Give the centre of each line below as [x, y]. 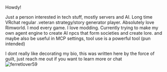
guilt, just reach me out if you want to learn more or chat [64, 59]
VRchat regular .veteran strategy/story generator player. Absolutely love [80, 22]
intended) [15, 44]
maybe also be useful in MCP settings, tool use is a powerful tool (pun [78, 38]
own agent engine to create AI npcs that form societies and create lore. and [84, 33]
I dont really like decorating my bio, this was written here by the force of [80, 53]
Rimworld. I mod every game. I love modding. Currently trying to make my [82, 28]
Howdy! [13, 7]
